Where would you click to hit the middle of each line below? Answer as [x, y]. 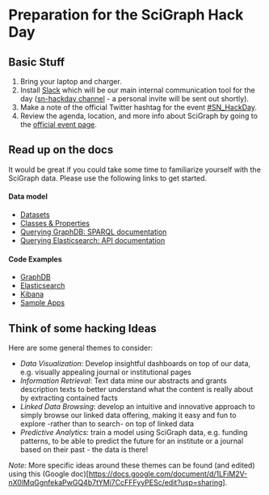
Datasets [35, 215]
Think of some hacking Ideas [83, 329]
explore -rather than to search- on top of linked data [107, 424]
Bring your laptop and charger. [71, 81]
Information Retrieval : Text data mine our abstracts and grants [124, 381]
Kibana [32, 294]
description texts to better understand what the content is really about [137, 390]
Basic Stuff [37, 62]
